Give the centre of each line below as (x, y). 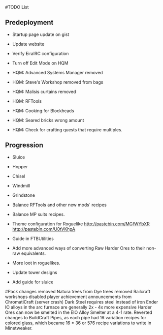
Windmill (21, 185)
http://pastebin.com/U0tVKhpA (44, 229)
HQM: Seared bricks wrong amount (48, 120)
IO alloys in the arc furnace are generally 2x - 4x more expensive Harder (79, 307)
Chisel (19, 176)
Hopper (20, 166)
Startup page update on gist (41, 34)
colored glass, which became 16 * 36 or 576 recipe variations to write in (78, 323)
